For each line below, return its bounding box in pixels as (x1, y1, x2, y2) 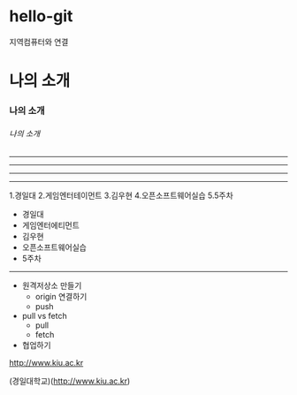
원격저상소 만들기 (21, 280, 82, 291)
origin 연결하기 (34, 292, 88, 302)
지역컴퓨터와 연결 (9, 36, 69, 47)
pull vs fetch (21, 311, 68, 322)
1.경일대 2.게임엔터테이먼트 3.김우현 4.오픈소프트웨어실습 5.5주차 (9, 190, 234, 201)
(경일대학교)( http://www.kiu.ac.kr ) (9, 376, 131, 386)
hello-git (9, 6, 73, 27)
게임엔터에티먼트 (21, 220, 80, 231)
